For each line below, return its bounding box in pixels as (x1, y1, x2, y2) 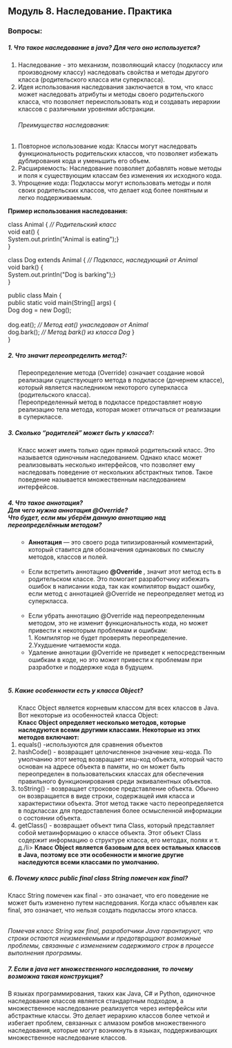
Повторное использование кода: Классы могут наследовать (17, 142, 197, 151)
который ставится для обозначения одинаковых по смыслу (28, 546, 204, 554)
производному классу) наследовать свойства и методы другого (17, 68, 209, 77)
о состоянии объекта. (17, 814, 82, 822)
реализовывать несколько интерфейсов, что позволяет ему (17, 461, 195, 469)
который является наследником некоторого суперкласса (17, 383, 188, 392)
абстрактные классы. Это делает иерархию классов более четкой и (8, 1011, 210, 1020)
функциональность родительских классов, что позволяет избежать (17, 149, 218, 158)
